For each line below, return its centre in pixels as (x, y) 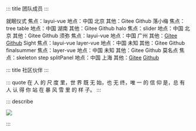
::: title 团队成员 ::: (27, 8)
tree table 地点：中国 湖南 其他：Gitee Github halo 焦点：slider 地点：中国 (95, 28)
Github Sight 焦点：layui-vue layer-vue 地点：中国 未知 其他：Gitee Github (96, 43)
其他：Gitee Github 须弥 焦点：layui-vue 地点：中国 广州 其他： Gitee (95, 36)
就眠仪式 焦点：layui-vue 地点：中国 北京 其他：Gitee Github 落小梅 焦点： (96, 21)
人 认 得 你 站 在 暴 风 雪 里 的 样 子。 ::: (54, 90)
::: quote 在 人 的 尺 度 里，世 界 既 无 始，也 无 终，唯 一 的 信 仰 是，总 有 (96, 82)
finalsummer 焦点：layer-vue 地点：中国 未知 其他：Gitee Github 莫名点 (92, 50)
